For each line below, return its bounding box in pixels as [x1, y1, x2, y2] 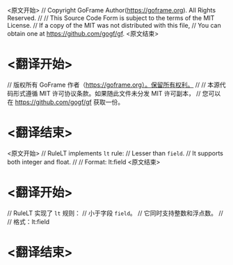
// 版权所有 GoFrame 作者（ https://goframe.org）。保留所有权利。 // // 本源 [7, 80, 220, 89]
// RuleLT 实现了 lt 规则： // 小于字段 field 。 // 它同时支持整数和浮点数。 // [7, 209, 224, 217]
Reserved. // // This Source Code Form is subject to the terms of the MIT [7, 14, 215, 22]
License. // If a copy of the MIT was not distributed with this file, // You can [7, 22, 221, 29]
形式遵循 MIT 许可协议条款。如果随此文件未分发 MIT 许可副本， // [13, 89, 201, 97]
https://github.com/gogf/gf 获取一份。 [15, 98, 124, 106]
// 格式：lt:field [7, 217, 50, 225]
